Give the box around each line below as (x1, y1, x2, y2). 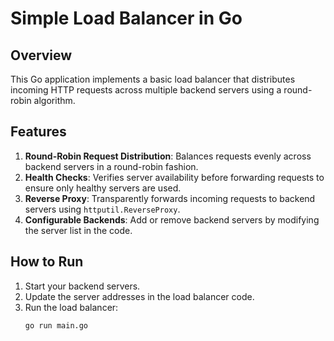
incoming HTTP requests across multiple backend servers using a (10, 84, 282, 96)
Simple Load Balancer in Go (10, 7, 243, 30)
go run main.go (24, 320, 89, 331)
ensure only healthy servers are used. (24, 182, 182, 194)
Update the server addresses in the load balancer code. (24, 290, 255, 302)
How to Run (10, 253, 84, 271)
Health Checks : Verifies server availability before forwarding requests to (24, 171, 325, 183)
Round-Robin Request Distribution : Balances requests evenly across (24, 150, 312, 162)
